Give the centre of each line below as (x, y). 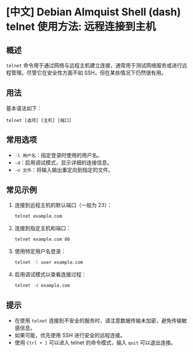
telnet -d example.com (42, 286)
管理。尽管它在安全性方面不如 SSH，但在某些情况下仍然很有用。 (89, 73)
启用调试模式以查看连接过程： (50, 275)
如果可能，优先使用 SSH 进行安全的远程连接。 (70, 335)
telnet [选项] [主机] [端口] (39, 120)
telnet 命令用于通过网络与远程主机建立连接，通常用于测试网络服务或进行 (94, 65)
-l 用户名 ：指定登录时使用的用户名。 (58, 155)
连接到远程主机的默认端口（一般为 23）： (63, 205)
